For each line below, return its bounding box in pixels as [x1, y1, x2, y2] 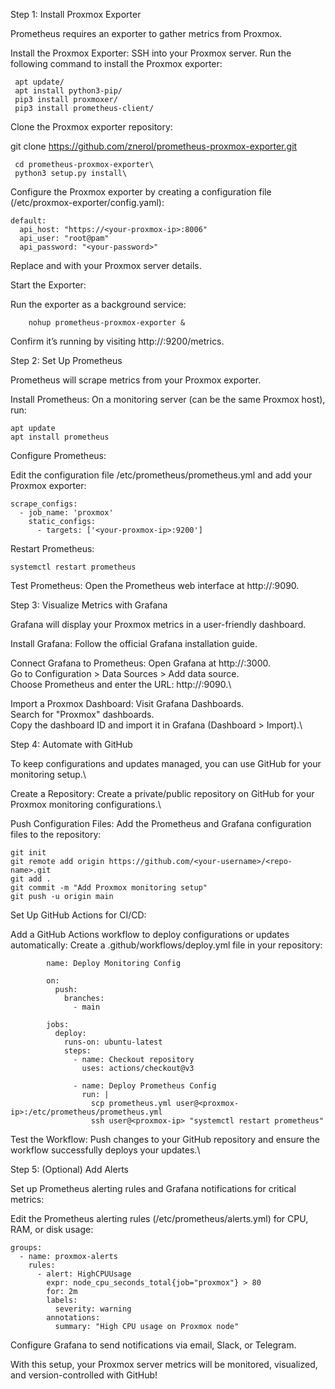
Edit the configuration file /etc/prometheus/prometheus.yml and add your [10, 469, 313, 481]
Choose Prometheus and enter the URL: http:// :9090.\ [10, 679, 232, 690]
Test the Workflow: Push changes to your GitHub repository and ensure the [10, 1134, 320, 1145]
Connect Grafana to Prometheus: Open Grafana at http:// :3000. [10, 657, 272, 669]
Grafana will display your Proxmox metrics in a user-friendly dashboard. [10, 619, 307, 630]
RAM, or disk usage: [10, 1224, 94, 1235]
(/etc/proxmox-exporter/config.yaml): [10, 197, 165, 208]
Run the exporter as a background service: [10, 299, 187, 310]
